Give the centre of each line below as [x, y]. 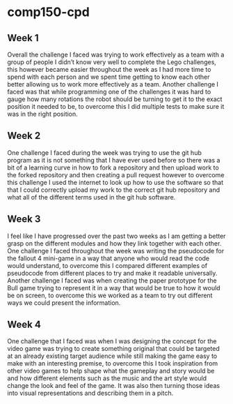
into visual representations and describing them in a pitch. [90, 393]
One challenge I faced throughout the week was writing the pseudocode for [116, 250]
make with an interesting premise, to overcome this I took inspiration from [113, 364]
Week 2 [24, 136]
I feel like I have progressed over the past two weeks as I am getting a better [116, 236]
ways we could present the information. [64, 302]
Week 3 [24, 219]
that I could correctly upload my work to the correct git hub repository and [114, 190]
